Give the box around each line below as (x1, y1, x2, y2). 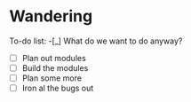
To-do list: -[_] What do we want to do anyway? (9, 35, 183, 46)
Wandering (9, 6, 93, 27)
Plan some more (21, 73, 83, 83)
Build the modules (21, 63, 89, 73)
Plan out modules (21, 52, 86, 63)
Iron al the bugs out (21, 82, 94, 94)
